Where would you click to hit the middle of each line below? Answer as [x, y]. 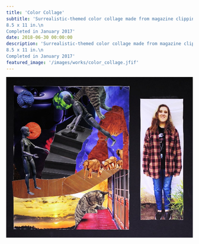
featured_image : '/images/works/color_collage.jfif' [73, 62]
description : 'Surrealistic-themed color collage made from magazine [94, 44]
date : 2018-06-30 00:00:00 [39, 38]
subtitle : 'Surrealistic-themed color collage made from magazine [90, 19]
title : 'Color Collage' [36, 12]
